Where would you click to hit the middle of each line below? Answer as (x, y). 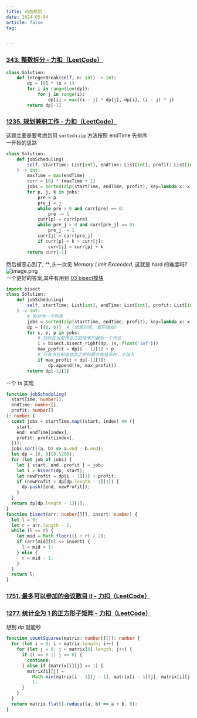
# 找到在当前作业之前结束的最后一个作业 (79, 338)
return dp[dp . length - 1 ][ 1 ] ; (48, 503)
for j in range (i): (61, 95)
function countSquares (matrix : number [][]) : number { (73, 639)
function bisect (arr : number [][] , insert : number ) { (72, 514)
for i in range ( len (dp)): (59, 89)
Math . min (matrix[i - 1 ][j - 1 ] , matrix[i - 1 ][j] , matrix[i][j (111, 677)
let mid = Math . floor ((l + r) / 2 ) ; (62, 536)
